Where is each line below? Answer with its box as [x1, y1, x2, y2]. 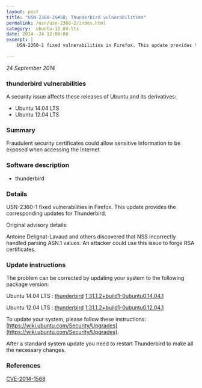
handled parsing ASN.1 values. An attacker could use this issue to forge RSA [6, 239, 195, 246]
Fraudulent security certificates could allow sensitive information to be [6, 139, 181, 147]
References [6, 362, 41, 370]
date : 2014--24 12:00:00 [6, 31, 69, 37]
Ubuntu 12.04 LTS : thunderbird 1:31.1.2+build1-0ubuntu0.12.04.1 [6, 304, 164, 311]
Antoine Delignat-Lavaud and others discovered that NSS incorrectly [6, 232, 176, 240]
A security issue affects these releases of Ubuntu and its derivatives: [6, 93, 177, 100]
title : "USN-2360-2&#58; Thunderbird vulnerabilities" [6, 14, 147, 20]
